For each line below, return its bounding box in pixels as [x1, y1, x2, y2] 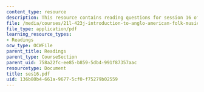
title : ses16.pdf [6, 71, 50, 77]
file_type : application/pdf [6, 25, 78, 32]
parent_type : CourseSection [6, 54, 78, 60]
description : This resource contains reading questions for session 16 [6, 15, 191, 21]
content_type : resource [6, 8, 67, 15]
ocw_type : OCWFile [6, 43, 53, 49]
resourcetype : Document [6, 65, 67, 71]
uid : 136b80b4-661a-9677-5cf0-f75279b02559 [6, 76, 118, 82]
